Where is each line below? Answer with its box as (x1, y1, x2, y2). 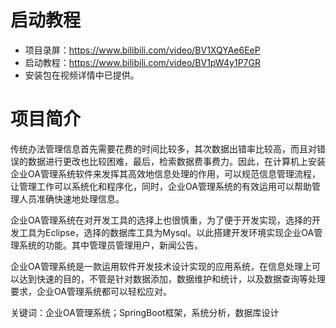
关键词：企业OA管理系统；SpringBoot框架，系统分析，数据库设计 (10, 306, 280, 318)
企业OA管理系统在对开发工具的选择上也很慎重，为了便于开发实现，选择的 (10, 214, 312, 226)
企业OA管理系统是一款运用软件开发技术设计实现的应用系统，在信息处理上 (10, 260, 312, 272)
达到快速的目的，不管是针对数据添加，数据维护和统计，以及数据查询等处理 (18, 272, 326, 285)
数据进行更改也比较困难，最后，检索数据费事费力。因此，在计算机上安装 (27, 155, 326, 167)
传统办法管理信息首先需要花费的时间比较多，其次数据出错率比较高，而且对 (10, 142, 317, 155)
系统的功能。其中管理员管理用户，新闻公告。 (18, 239, 203, 251)
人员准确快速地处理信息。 (18, 192, 125, 205)
